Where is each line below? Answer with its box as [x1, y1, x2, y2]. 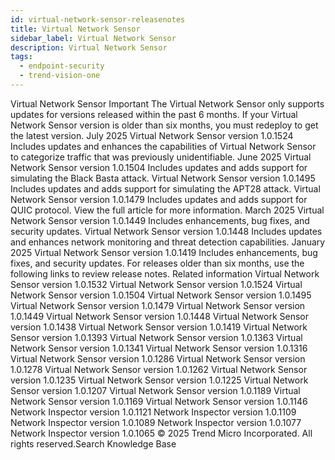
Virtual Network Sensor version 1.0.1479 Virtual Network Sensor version [10, 299, 306, 311]
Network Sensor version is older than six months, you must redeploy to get [10, 119, 319, 131]
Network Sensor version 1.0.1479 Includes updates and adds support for [10, 193, 308, 205]
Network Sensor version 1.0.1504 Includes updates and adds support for [10, 161, 308, 173]
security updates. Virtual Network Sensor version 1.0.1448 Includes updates [10, 225, 323, 237]
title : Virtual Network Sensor [10, 24, 141, 34]
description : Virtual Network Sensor [10, 42, 168, 53]
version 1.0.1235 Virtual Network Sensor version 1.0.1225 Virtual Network [10, 374, 309, 386]
